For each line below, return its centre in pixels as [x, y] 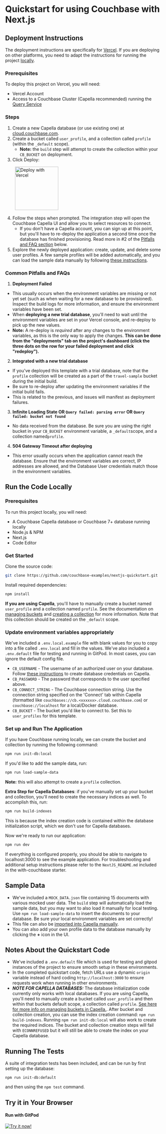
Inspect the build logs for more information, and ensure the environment [85, 304]
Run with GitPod [22, 1115]
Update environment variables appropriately [60, 632]
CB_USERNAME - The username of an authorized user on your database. [83, 668]
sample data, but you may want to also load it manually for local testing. [85, 908]
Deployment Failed [32, 283]
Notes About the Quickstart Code [58, 950]
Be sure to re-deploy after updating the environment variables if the [81, 386]
